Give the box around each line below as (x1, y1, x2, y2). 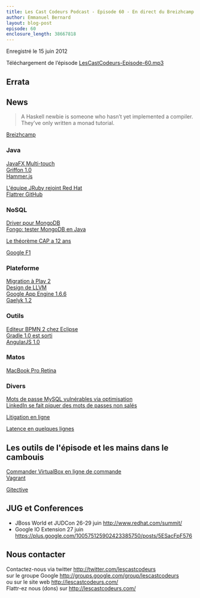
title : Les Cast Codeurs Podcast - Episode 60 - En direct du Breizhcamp (6, 8, 195, 15)
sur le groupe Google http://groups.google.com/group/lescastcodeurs (6, 572, 180, 579)
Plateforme (6, 264, 40, 272)
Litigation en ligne (6, 413, 50, 421)
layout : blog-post (6, 20, 52, 26)
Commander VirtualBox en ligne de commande (6, 468, 122, 475)
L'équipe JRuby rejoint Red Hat (6, 184, 83, 191)
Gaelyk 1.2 (6, 297, 32, 304)
